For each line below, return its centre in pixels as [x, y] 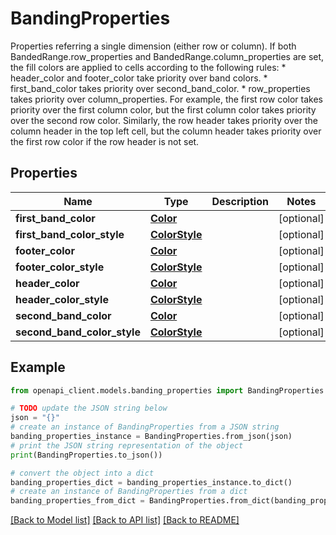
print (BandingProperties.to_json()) [86, 455]
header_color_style [62, 299]
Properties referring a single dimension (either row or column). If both [153, 46]
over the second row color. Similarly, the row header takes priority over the [164, 120]
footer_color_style [60, 267]
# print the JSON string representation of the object [127, 445]
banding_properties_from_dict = [77, 501]
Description [240, 201]
